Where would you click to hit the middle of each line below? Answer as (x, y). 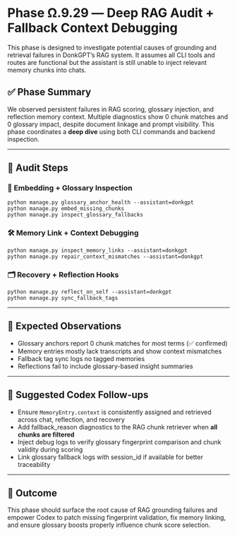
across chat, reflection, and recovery (71, 419)
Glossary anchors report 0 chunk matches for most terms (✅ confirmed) (122, 343)
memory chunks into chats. (47, 70)
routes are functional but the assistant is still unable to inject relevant (107, 62)
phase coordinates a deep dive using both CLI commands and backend (111, 131)
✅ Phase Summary (49, 92)
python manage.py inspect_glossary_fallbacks (75, 215)
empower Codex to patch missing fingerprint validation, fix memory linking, (117, 518)
